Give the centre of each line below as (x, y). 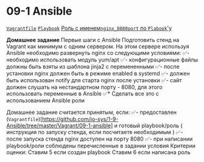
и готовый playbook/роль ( (148, 125)
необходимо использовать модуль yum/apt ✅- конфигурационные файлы (102, 60)
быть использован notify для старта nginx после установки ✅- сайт (94, 80)
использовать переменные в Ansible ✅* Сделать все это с (83, 93)
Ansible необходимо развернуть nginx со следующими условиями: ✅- (98, 52)
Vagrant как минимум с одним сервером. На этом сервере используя (98, 46)
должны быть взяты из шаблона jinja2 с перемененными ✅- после (93, 66)
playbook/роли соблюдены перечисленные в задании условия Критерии (101, 146)
